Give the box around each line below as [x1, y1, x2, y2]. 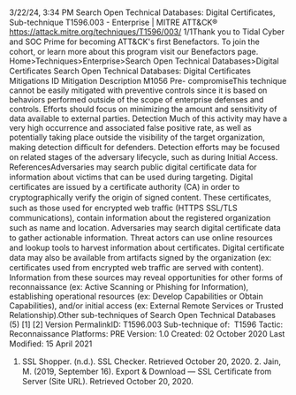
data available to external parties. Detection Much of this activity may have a [9, 113, 288, 124]
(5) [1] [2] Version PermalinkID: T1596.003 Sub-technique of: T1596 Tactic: [9, 319, 284, 330]
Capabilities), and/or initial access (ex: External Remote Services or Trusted [9, 300, 285, 311]
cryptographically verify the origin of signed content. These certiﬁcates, [9, 193, 272, 202]
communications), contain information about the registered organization [9, 213, 271, 223]
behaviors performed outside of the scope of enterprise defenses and [9, 95, 264, 104]
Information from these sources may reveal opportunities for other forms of [9, 272, 284, 283]
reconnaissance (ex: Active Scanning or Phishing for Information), [9, 282, 249, 292]
